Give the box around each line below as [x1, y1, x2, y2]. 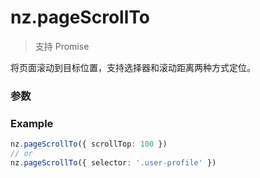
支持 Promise [34, 40, 90, 52]
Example [10, 116, 54, 130]
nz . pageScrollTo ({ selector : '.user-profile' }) [10, 157, 217, 168]
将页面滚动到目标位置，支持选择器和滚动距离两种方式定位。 [10, 61, 256, 73]
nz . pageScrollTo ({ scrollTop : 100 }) [10, 139, 168, 150]
